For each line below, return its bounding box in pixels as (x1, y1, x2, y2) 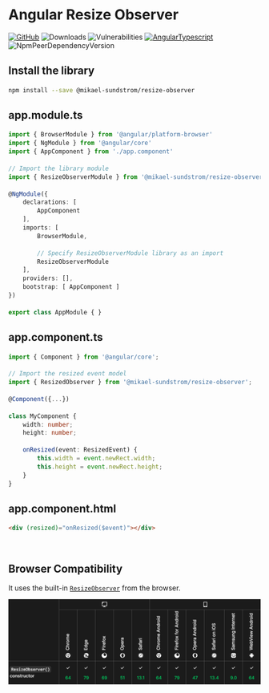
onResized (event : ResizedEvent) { (22, 446, 138, 454)
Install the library (8, 64, 94, 78)
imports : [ (22, 224, 59, 232)
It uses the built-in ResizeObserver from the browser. (8, 583, 181, 593)
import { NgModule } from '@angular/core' (8, 139, 152, 148)
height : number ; (22, 429, 78, 437)
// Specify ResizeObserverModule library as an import (37, 249, 224, 257)
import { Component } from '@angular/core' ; (8, 353, 159, 361)
